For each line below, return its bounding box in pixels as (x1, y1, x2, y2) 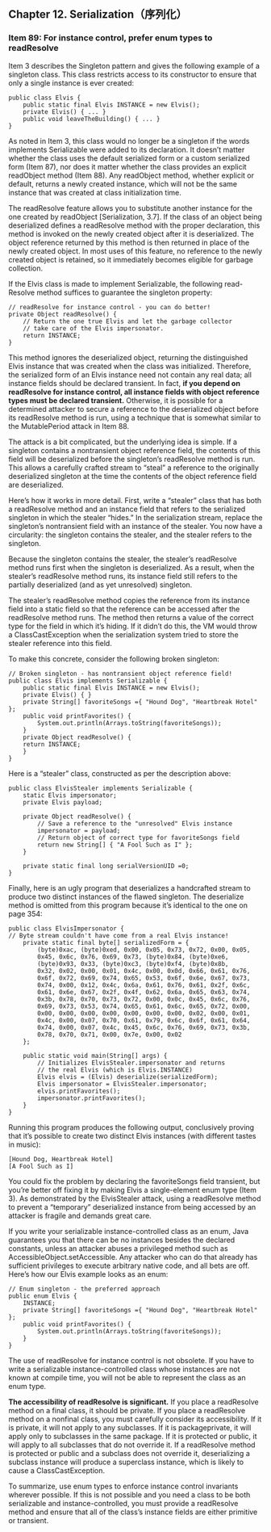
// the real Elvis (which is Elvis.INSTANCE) (37, 1065, 194, 1074)
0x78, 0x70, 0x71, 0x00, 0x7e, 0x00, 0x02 (37, 1030, 182, 1039)
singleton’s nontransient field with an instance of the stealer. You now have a (8, 521, 263, 531)
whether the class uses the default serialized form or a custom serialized (8, 153, 250, 163)
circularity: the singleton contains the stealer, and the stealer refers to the (8, 530, 252, 539)
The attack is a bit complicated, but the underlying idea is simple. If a (8, 437, 238, 447)
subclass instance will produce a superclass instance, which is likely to (8, 1457, 244, 1467)
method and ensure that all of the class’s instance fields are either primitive (8, 1507, 258, 1517)
